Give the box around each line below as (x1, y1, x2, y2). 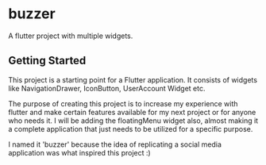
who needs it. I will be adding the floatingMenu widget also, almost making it (8, 116, 259, 125)
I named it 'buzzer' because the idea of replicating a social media (8, 140, 222, 149)
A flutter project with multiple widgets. (8, 31, 133, 40)
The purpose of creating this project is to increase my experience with (8, 98, 238, 108)
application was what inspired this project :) (8, 148, 151, 157)
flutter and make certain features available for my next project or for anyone (8, 107, 256, 117)
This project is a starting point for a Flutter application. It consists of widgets (8, 75, 258, 84)
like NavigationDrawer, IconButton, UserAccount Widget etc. (8, 83, 206, 93)
